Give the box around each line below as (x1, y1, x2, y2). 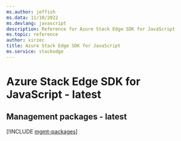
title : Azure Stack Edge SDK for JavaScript (6, 43, 121, 49)
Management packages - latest (6, 112, 128, 122)
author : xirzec (6, 37, 45, 43)
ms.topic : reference (6, 32, 59, 38)
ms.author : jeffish (6, 9, 56, 15)
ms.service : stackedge (6, 49, 64, 55)
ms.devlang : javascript (6, 20, 67, 26)
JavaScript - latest (6, 88, 101, 101)
